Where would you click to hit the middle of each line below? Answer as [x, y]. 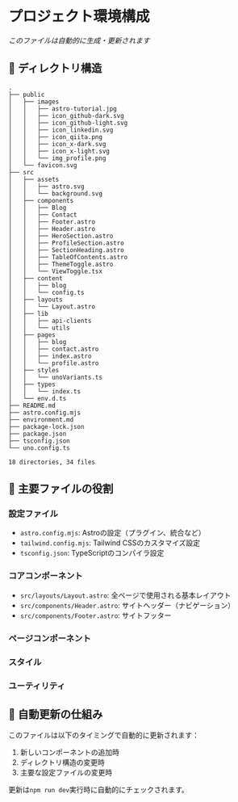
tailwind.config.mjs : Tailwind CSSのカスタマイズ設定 [110, 543]
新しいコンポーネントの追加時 [69, 753]
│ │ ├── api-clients [50, 321]
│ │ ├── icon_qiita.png [56, 137]
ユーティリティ [37, 686]
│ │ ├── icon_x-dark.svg [57, 144]
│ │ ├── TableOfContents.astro [68, 257]
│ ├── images [34, 102]
